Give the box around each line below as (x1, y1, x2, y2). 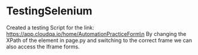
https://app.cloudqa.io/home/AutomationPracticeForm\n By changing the (6, 30, 187, 37)
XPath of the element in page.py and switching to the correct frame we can (6, 36, 192, 44)
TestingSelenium (6, 4, 93, 18)
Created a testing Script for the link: (6, 24, 95, 31)
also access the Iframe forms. (6, 43, 80, 50)
